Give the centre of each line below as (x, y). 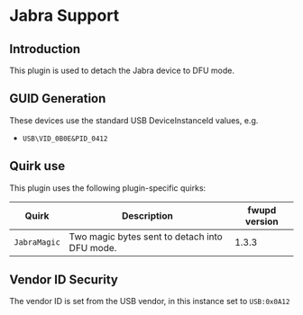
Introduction (45, 49)
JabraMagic (37, 242)
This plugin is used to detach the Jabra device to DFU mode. (122, 70)
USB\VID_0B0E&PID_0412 (65, 139)
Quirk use (37, 166)
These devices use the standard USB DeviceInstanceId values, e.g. (134, 120)
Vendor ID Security (64, 280)
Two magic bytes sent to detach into (146, 237)
